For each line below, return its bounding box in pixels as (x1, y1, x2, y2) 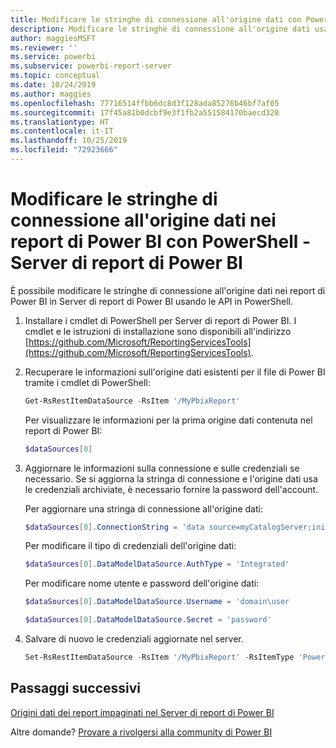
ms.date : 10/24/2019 (10, 80, 97, 90)
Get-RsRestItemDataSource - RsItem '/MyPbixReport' (24, 396, 241, 406)
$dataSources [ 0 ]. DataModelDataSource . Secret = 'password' (24, 615, 272, 625)
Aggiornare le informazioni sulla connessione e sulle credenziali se (24, 462, 300, 474)
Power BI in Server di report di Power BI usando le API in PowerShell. (10, 295, 294, 307)
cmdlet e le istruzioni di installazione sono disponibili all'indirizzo (24, 325, 292, 337)
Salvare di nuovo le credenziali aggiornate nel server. (24, 633, 244, 645)
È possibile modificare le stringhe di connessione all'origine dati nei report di (10, 284, 326, 296)
